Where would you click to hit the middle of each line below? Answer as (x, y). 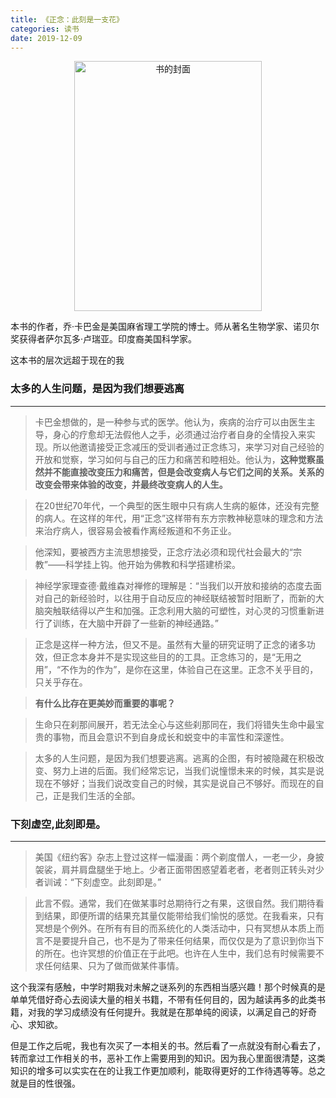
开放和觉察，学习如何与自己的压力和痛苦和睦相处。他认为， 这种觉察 (175, 459)
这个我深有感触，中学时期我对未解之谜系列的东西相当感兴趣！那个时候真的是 (168, 987)
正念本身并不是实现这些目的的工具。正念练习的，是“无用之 (181, 657)
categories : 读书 (45, 29)
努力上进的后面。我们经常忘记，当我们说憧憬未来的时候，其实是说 (188, 770)
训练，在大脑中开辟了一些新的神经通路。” (135, 623)
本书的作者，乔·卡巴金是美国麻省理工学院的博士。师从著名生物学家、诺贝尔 (165, 327)
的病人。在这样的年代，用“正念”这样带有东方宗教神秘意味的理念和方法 (179, 518)
